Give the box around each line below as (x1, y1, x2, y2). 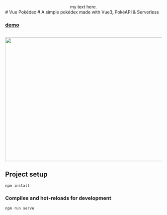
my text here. (70, 4, 97, 9)
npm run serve (5, 206, 35, 211)
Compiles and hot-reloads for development (5, 195, 112, 202)
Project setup (5, 170, 48, 178)
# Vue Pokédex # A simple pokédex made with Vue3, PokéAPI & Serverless (5, 9, 159, 15)
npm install (5, 183, 30, 188)
